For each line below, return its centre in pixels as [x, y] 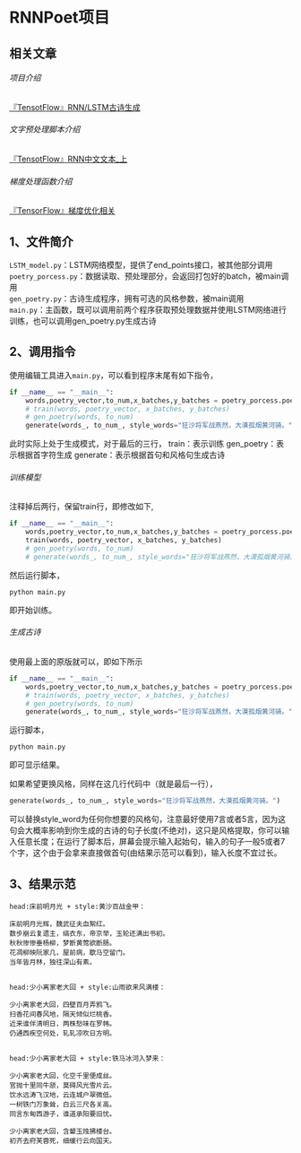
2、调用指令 [43, 352]
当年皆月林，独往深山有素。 [53, 962]
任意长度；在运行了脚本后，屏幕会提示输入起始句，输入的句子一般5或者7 [151, 842]
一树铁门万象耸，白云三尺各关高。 [63, 1105]
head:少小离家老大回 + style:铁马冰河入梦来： [87, 1059]
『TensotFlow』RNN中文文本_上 [69, 159]
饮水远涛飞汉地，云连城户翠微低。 [63, 1095]
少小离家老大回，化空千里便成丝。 [63, 1076]
